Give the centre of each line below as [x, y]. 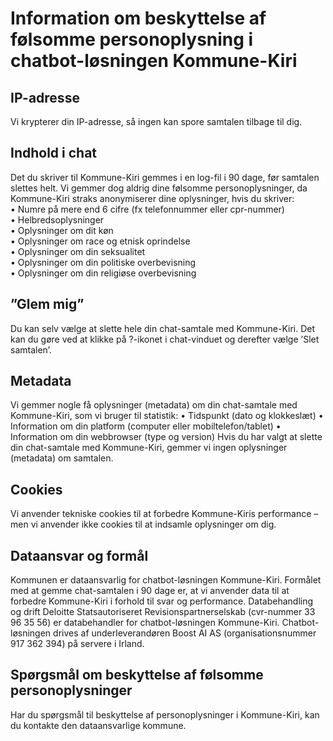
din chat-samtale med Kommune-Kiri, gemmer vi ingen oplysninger [149, 448]
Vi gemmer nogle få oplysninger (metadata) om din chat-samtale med [154, 405]
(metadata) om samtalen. [62, 458]
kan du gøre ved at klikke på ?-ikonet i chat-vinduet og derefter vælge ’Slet [165, 339]
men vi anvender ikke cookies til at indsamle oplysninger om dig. [143, 524]
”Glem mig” [47, 304]
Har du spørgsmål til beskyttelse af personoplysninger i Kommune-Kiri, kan [165, 714]
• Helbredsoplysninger [57, 219]
